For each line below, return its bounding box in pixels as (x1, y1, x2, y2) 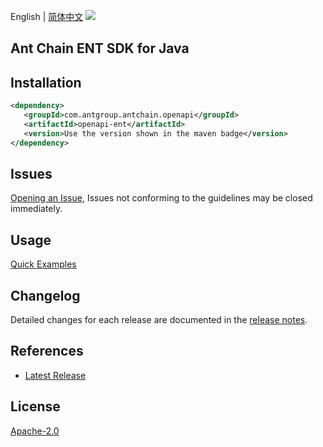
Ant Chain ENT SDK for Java (10, 40, 190, 57)
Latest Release (24, 369, 87, 381)
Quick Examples (10, 258, 77, 270)
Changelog (10, 287, 81, 304)
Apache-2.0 (10, 425, 60, 437)
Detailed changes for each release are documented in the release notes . (10, 314, 308, 326)
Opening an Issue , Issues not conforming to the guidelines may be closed (10, 192, 313, 204)
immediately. (10, 203, 63, 215)
